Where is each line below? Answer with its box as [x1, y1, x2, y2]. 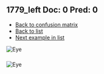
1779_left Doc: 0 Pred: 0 [6, 5, 99, 15]
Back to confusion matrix [15, 21, 78, 28]
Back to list [15, 27, 43, 35]
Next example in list [15, 33, 65, 41]
